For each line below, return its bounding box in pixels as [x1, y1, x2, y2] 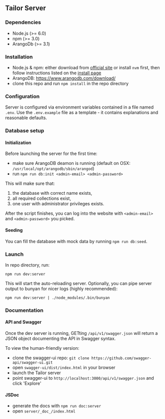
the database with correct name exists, [12, 190, 92, 196]
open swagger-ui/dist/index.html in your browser [12, 365, 116, 371]
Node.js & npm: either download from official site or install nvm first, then [12, 64, 160, 70]
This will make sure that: [5, 180, 55, 186]
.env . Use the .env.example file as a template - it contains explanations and [5, 110, 159, 116]
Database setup [5, 127, 45, 134]
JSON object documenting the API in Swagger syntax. [5, 336, 116, 342]
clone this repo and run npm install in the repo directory [12, 80, 129, 86]
